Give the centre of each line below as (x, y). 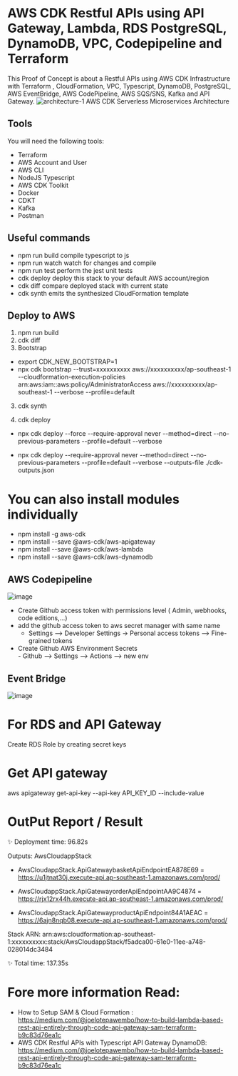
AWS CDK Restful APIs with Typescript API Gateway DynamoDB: (112, 1042)
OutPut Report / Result (75, 822)
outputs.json (36, 470)
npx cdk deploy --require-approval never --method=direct (103, 455)
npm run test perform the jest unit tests (75, 270)
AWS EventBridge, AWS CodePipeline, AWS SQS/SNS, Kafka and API (109, 94)
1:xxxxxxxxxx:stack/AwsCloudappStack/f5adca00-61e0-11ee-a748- (107, 942)
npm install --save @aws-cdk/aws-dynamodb (85, 557)
